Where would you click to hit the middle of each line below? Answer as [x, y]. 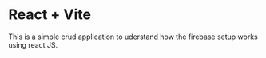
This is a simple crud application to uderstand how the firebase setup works [133, 37]
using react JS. [33, 44]
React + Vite [50, 15]
